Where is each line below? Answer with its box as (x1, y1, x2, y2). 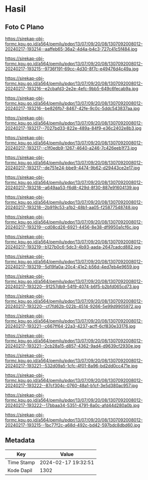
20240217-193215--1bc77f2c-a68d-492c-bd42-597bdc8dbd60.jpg (5, 422, 141, 428)
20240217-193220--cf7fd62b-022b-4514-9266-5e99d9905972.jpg (5, 304, 141, 309)
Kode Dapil (7, 467, 33, 474)
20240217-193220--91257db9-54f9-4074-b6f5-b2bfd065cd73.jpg (5, 284, 139, 289)
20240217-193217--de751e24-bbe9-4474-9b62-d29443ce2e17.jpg (5, 165, 140, 171)
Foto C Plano (5, 23, 44, 31)
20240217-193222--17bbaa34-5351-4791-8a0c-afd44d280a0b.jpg (5, 403, 140, 408)
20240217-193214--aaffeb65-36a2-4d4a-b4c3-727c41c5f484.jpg (5, 46, 137, 52)
